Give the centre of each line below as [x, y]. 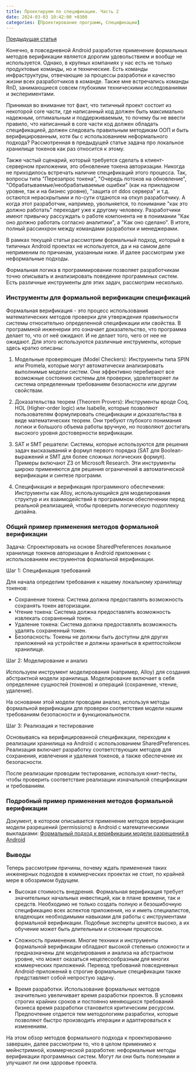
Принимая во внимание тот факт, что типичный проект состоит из [89, 105]
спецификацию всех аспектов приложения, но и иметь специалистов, [102, 910]
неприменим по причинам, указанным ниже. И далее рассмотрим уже [96, 252]
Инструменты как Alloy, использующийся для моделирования [92, 493]
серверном [20, 166]
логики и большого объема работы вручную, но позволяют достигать [102, 426]
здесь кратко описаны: [35, 348]
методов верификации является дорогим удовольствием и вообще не [94, 57]
